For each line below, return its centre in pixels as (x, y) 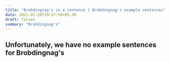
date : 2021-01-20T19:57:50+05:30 (41, 15)
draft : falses (20, 19)
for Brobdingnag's (35, 53)
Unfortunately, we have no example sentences (81, 44)
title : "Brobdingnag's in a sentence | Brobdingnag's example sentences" (86, 10)
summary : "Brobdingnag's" (33, 24)
